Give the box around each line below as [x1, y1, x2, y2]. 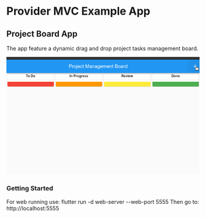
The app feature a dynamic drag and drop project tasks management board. [6, 45, 199, 52]
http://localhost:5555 [6, 205, 59, 212]
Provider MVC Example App [6, 4, 151, 18]
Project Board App [6, 29, 78, 39]
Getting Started [6, 184, 53, 193]
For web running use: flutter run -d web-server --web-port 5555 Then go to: [6, 198, 199, 205]
